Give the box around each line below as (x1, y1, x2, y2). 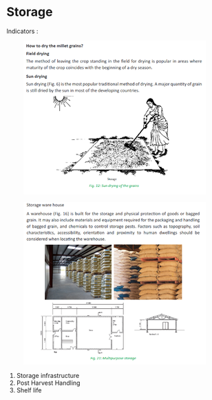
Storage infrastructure (16, 371, 80, 379)
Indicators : (6, 27, 39, 35)
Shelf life (16, 386, 42, 394)
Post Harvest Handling (16, 379, 81, 387)
